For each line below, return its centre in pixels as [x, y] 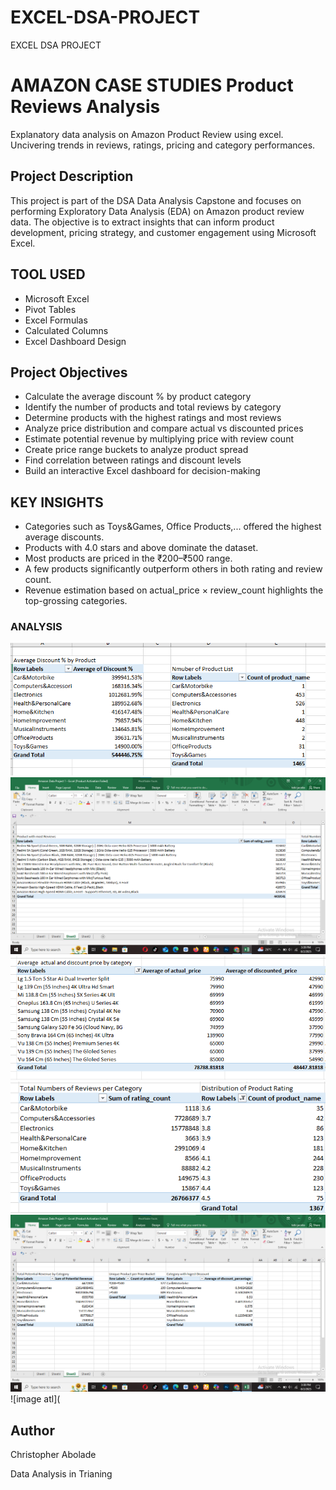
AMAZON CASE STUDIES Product [152, 85]
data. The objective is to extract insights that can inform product [142, 222]
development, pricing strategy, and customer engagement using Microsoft [163, 232]
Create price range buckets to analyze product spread [136, 450]
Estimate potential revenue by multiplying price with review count [159, 439]
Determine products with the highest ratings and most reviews [153, 418]
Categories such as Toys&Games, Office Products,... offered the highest [173, 527]
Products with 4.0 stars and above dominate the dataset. [141, 548]
